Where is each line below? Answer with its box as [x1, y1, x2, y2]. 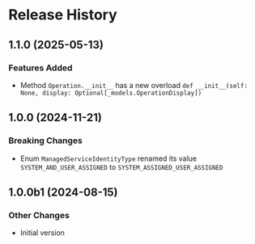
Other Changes [8, 209, 70, 221]
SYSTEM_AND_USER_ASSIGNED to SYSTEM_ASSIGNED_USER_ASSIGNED [19, 162, 223, 171]
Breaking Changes [8, 135, 83, 146]
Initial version [19, 228, 65, 238]
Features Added [8, 62, 73, 74]
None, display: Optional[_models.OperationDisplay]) [19, 89, 202, 97]
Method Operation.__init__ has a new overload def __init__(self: [19, 80, 249, 90]
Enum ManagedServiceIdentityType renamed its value [19, 154, 197, 163]
